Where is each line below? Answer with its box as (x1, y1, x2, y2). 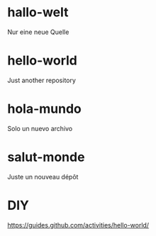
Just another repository (7, 76, 77, 84)
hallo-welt (7, 4, 69, 21)
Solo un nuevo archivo (7, 124, 73, 133)
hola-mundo (7, 101, 82, 117)
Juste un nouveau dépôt (7, 172, 79, 181)
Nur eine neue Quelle (7, 28, 69, 36)
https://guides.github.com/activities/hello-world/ (7, 220, 150, 229)
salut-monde (7, 150, 85, 165)
